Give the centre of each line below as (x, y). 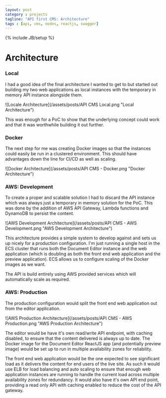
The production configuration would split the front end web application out (81, 303)
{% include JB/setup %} (30, 38)
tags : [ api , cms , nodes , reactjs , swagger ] (52, 24)
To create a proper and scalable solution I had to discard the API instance (80, 198)
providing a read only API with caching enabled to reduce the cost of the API (83, 385)
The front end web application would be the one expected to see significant (83, 358)
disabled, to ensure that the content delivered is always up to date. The (78, 338)
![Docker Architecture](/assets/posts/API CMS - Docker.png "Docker (75, 169)
